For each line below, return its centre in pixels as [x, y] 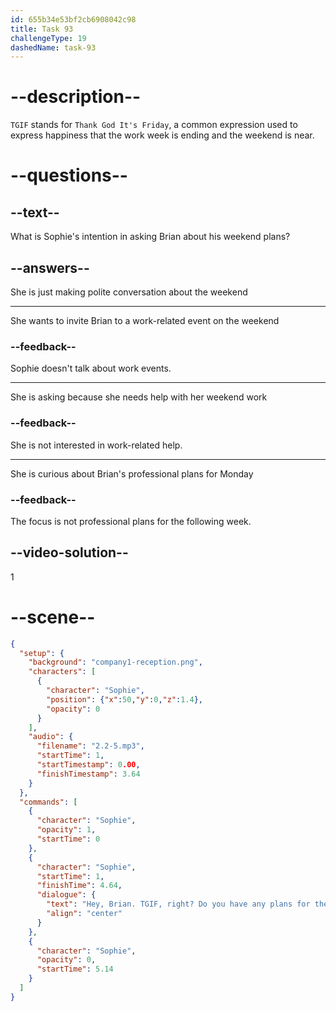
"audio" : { [51, 737]
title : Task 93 [42, 29]
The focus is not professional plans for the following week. [131, 521]
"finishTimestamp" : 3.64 [88, 774]
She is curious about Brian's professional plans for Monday [132, 473]
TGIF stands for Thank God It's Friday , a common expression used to [154, 125]
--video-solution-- [69, 552]
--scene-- [53, 617]
